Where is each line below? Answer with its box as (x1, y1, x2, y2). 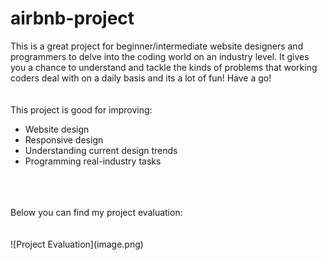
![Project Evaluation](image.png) (10, 238, 144, 250)
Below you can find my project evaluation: (10, 206, 183, 218)
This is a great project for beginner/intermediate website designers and (10, 40, 304, 52)
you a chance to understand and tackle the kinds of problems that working (10, 61, 318, 73)
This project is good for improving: (10, 103, 153, 116)
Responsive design (24, 133, 104, 146)
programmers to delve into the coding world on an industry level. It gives (10, 50, 310, 62)
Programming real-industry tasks (24, 155, 162, 167)
